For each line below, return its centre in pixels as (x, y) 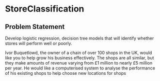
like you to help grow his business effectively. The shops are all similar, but (80, 58)
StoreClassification (45, 9)
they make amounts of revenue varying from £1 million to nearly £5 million (79, 63)
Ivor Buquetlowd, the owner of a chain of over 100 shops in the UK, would (79, 53)
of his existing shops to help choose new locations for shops (65, 73)
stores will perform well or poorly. (39, 43)
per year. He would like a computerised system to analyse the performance (80, 68)
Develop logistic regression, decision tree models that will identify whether (80, 38)
